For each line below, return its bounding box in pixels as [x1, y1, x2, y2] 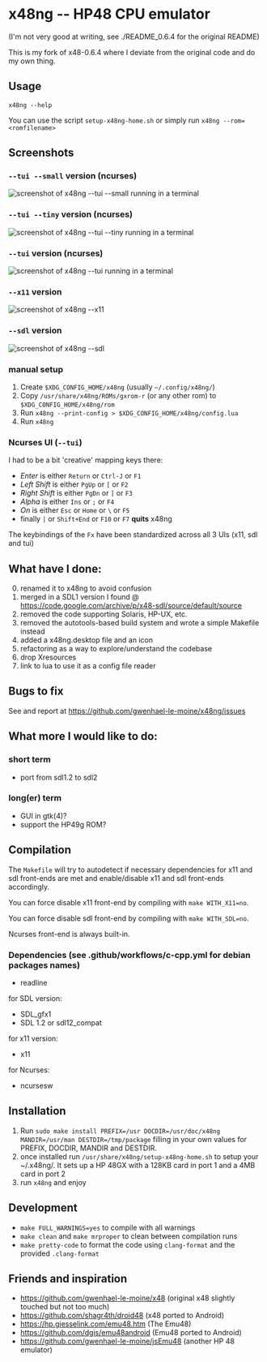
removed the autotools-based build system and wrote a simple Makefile [19, 618, 260, 628]
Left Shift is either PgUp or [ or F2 [19, 479, 129, 489]
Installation [8, 1104, 66, 1118]
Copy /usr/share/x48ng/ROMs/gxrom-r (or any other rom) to [19, 390, 217, 400]
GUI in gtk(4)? [19, 810, 67, 820]
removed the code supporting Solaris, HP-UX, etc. [19, 609, 188, 619]
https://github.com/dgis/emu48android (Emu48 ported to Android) [19, 1328, 243, 1338]
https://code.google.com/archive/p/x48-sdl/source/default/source [19, 601, 243, 611]
